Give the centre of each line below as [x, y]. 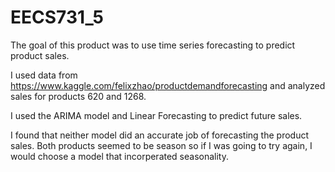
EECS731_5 [57, 17]
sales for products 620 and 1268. [78, 96]
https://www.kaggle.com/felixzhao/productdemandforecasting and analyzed [168, 85]
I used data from [44, 75]
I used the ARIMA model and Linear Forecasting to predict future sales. [156, 115]
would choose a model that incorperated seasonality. [120, 156]
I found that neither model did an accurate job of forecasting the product [160, 135]
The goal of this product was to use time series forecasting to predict [153, 45]
